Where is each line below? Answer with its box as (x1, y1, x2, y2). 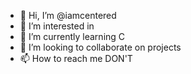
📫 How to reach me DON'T (19, 53, 133, 64)
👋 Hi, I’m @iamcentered (19, 10, 117, 21)
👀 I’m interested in (19, 20, 95, 32)
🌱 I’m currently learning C (19, 31, 126, 42)
